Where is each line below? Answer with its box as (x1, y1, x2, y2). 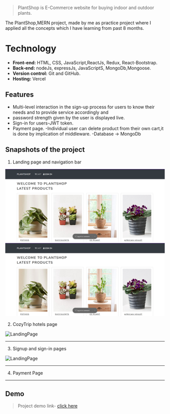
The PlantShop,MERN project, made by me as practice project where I (5, 20, 151, 26)
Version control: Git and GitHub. (12, 70, 81, 76)
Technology (5, 43, 57, 55)
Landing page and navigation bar (12, 159, 82, 165)
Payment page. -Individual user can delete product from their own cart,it (12, 125, 164, 131)
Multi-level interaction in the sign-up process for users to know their (12, 104, 155, 110)
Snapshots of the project (5, 145, 85, 154)
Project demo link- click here (17, 403, 78, 409)
